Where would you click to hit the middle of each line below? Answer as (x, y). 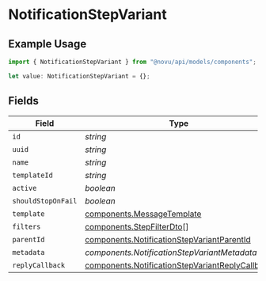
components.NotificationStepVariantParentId (167, 239)
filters (27, 226)
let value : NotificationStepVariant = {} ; (79, 76)
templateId (32, 175)
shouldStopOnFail (45, 201)
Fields (24, 101)
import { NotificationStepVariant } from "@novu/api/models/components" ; (133, 62)
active (25, 188)
